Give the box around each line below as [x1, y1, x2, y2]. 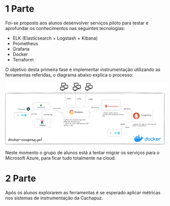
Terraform [12, 56, 34, 62]
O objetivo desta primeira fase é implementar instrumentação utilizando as [5, 66, 161, 73]
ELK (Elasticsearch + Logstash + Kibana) [12, 35, 98, 41]
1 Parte [5, 3, 34, 15]
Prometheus [12, 40, 38, 46]
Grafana [12, 46, 30, 52]
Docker [12, 51, 28, 57]
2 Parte [5, 173, 36, 184]
